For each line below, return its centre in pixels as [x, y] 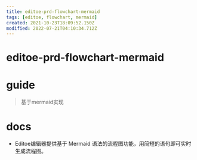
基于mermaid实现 [42, 102]
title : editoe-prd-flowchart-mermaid [53, 12]
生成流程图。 [30, 151]
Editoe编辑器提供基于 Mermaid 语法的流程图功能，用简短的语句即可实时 [103, 144]
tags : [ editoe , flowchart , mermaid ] [52, 17]
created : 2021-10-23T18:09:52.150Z [50, 23]
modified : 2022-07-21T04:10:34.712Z [52, 28]
